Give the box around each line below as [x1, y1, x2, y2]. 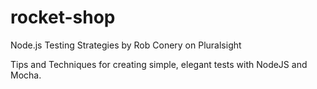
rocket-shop [10, 6, 116, 29]
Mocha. [10, 69, 42, 81]
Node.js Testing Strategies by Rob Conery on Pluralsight [10, 39, 242, 51]
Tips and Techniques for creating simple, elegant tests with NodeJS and [10, 58, 308, 70]
